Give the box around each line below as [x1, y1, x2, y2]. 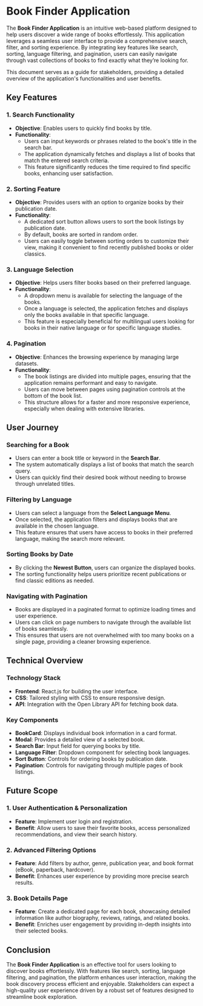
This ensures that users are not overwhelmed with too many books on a [15, 631, 195, 639]
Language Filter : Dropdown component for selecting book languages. [15, 749, 190, 756]
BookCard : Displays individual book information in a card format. [15, 730, 177, 737]
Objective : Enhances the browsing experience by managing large [15, 353, 179, 361]
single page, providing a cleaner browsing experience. [15, 638, 151, 645]
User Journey [6, 422, 59, 432]
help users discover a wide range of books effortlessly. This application [6, 30, 185, 38]
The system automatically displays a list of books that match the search [15, 461, 194, 468]
